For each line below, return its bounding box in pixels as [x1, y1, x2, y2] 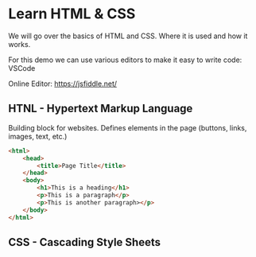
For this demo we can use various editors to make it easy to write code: [8, 55, 242, 64]
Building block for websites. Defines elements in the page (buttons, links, [8, 123, 247, 132]
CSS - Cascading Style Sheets [8, 236, 161, 249]
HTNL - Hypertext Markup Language [8, 102, 193, 115]
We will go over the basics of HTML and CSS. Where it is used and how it [8, 31, 248, 41]
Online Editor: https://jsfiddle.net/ [8, 79, 118, 88]
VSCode [8, 63, 36, 72]
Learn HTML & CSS [8, 5, 136, 23]
